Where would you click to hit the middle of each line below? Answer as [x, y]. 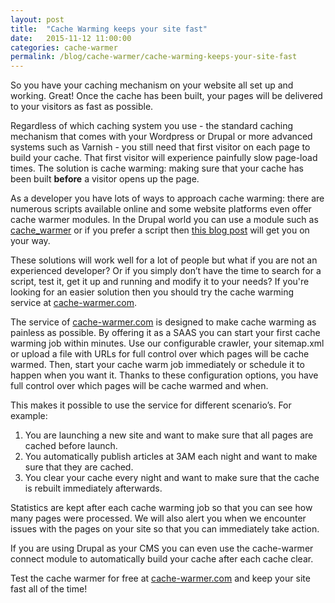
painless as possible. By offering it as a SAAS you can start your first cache [165, 333]
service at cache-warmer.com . [74, 303]
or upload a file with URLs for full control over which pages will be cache [160, 354]
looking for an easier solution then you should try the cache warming [152, 292]
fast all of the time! [49, 589]
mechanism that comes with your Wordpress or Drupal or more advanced [161, 137]
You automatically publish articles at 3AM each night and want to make [171, 457]
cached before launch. [71, 446]
